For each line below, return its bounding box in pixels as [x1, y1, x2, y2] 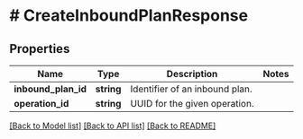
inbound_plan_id [14, 83, 87, 95]
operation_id [14, 98, 69, 109]
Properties [9, 41, 70, 56]
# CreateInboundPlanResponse [9, 5, 249, 26]
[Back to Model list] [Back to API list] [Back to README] [9, 120, 216, 131]
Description [166, 68, 218, 80]
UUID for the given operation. [130, 98, 254, 109]
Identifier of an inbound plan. [130, 83, 252, 95]
